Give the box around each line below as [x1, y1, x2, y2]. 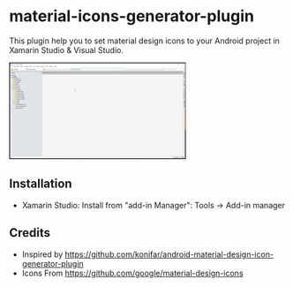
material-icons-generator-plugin [9, 6, 254, 26]
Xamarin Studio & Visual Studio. [9, 44, 124, 55]
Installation [9, 177, 72, 192]
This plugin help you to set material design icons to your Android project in [9, 35, 281, 46]
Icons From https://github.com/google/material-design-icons [21, 268, 244, 278]
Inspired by [21, 249, 64, 260]
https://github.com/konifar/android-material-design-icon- [64, 249, 274, 260]
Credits [9, 225, 51, 240]
